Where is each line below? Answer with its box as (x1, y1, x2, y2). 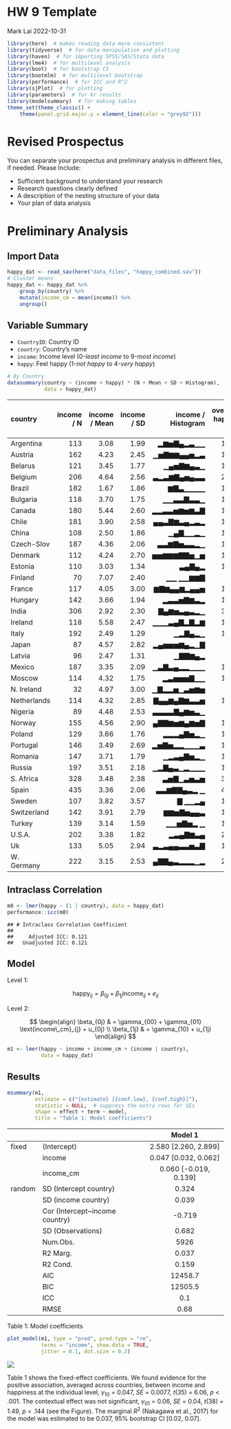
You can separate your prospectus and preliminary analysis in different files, (7, 156, 223, 165)
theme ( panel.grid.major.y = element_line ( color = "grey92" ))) (19, 111, 201, 118)
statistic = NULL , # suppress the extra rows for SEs (34, 1102, 195, 1109)
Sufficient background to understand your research (16, 177, 163, 186)
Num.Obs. (42, 1237, 75, 1247)
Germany (10, 861, 41, 871)
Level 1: (7, 976, 29, 984)
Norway (10, 718, 36, 728)
